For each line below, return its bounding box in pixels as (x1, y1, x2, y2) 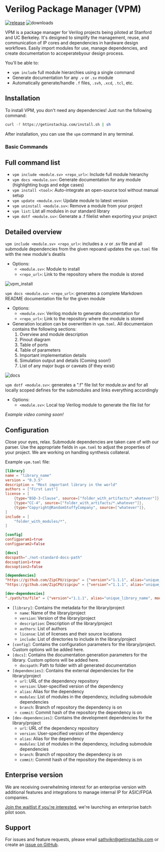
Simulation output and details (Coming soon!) (19, 357, 111, 363)
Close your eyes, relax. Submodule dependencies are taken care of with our (5, 439, 159, 445)
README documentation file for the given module (5, 296, 106, 302)
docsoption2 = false (5, 564, 43, 569)
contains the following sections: (12, 326, 77, 332)
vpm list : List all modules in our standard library (12, 208, 110, 214)
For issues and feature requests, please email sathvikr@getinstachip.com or (5, 837, 159, 843)
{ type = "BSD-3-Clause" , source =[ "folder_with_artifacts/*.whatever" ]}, (14, 496, 162, 501)
